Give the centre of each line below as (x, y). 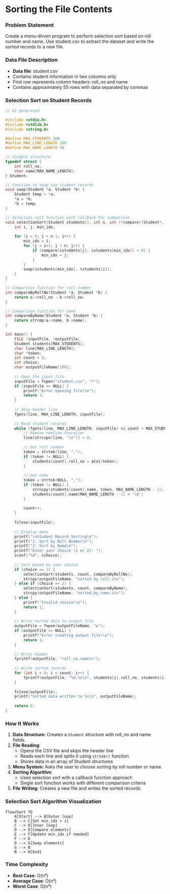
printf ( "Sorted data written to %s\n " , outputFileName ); (76, 697)
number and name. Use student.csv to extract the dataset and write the (80, 41)
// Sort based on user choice (46, 565)
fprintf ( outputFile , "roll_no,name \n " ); (57, 659)
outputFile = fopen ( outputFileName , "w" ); (60, 626)
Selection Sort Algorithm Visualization (53, 801)
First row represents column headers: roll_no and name (70, 81)
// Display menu (32, 532)
